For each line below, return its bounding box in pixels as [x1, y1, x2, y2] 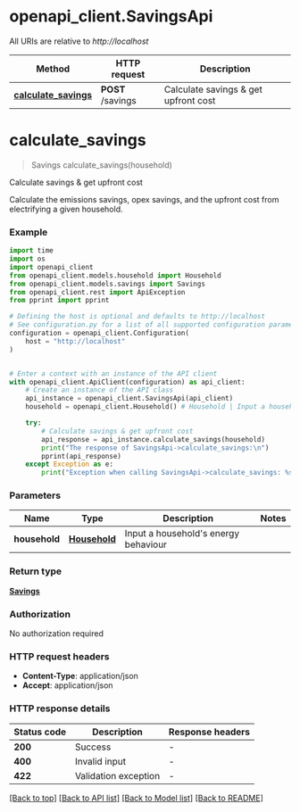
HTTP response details [9, 702, 111, 715]
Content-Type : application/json [21, 671, 138, 682]
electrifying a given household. [9, 203, 123, 214]
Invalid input [74, 755, 127, 767]
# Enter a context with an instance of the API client [9, 369, 218, 378]
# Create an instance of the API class [25, 385, 174, 394]
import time [9, 246, 54, 255]
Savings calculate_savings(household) [30, 159, 172, 170]
